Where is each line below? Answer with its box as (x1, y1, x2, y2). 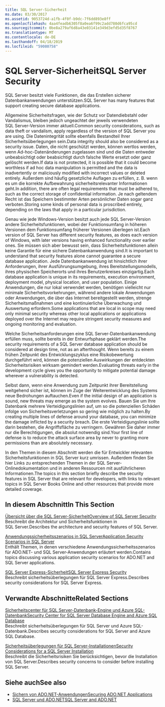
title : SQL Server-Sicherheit (5, 7, 67, 12)
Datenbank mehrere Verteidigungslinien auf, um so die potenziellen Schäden (5, 403, 160, 409)
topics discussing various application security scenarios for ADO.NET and (5, 554, 155, 560)
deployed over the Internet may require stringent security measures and (5, 315, 151, 321)
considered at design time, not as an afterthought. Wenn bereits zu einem (5, 346, 154, 352)
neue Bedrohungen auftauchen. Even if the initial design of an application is (5, 393, 157, 398)
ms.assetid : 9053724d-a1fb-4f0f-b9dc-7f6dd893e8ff (5, 16, 111, 21)
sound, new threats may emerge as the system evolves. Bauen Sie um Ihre (5, 398, 156, 404)
